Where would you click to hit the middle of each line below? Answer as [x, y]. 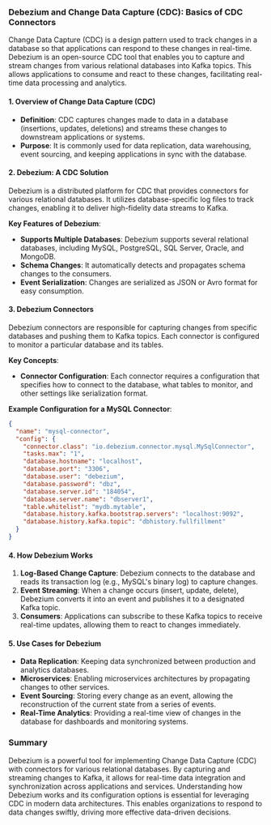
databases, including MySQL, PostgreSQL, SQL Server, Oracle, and [132, 248]
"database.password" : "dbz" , [72, 484]
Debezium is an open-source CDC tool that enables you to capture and [127, 57]
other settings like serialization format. [84, 393]
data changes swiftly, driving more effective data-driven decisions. [120, 812]
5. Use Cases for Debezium [55, 643]
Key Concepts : [34, 360]
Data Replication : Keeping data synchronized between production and [138, 661]
